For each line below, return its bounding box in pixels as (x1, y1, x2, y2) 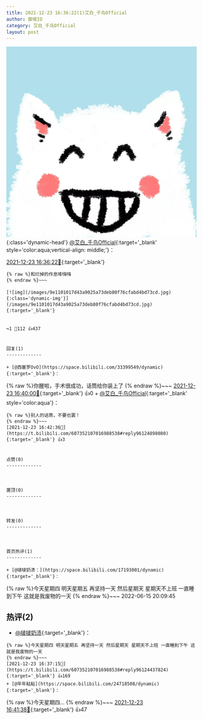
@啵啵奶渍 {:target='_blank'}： (14, 629, 91, 637)
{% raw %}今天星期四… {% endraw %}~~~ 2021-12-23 (6, 699, 143, 706)
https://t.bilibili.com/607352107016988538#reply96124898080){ (6, 430, 169, 437)
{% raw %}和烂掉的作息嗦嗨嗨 (6, 271, 71, 278)
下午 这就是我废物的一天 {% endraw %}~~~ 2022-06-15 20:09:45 (11, 593, 176, 600)
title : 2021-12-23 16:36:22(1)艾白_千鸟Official (6, 10, 127, 16)
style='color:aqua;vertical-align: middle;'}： (6, 246, 115, 254)
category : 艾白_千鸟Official (6, 22, 76, 28)
